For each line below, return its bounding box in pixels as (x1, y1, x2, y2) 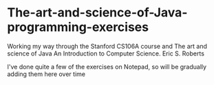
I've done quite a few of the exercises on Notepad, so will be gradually (7, 62, 207, 71)
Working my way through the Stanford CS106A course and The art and (7, 42, 208, 50)
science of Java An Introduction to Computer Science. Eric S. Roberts (7, 49, 205, 58)
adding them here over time (7, 70, 86, 78)
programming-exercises (7, 19, 149, 35)
